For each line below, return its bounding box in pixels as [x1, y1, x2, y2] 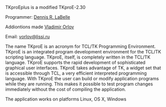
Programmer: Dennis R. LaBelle [5, 14, 70, 20]
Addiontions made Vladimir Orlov [5, 24, 74, 30]
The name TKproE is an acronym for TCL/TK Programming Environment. [5, 43, 156, 49]
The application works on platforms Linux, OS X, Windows [5, 96, 127, 102]
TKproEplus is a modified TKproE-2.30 [5, 5, 86, 10]
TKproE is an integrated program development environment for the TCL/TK [5, 49, 161, 55]
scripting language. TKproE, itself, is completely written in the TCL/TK [5, 54, 151, 60]
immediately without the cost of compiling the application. [5, 86, 127, 92]
